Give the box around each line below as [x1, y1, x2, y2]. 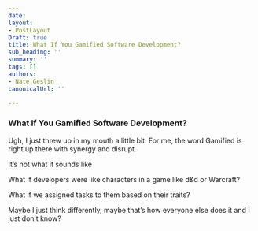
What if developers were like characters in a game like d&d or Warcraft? [8, 174, 241, 184]
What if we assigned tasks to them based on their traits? [8, 190, 190, 199]
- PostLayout [8, 26, 51, 34]
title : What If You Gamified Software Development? [8, 41, 181, 49]
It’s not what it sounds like [8, 159, 93, 169]
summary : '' [8, 56, 47, 64]
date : [8, 11, 26, 20]
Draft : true [8, 33, 47, 42]
